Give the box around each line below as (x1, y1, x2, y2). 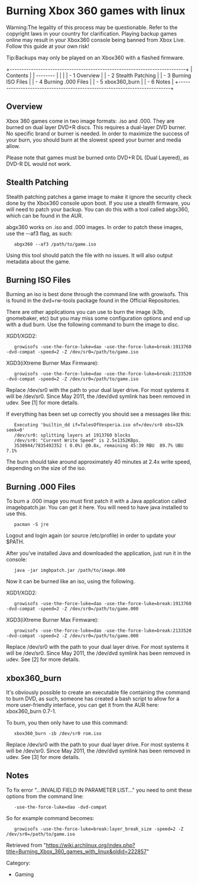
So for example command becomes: (6, 814, 95, 821)
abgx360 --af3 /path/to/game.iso (14, 241, 96, 247)
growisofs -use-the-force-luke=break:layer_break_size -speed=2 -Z (14, 826, 184, 832)
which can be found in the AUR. (6, 212, 83, 219)
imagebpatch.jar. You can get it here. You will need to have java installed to (6, 504, 189, 511)
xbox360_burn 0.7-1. (6, 708, 57, 715)
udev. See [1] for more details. (6, 399, 79, 406)
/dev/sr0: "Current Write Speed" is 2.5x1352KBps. (14, 438, 142, 443)
